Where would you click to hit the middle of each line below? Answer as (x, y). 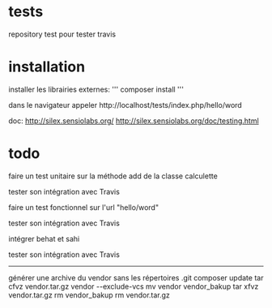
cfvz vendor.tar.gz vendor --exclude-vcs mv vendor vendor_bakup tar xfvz (134, 286)
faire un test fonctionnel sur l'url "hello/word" (84, 207)
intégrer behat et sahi (44, 238)
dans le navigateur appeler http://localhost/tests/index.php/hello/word (125, 105)
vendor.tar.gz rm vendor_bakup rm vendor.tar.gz (89, 295)
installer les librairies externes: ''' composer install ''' (96, 89)
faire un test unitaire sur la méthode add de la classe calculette (113, 176)
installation (47, 67)
